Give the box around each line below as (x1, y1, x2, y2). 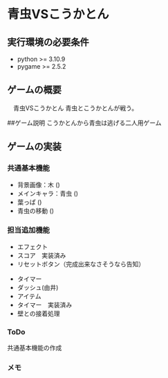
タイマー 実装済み (17, 300, 73, 309)
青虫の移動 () (17, 206, 54, 215)
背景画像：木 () (17, 180, 60, 189)
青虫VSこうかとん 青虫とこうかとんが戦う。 (12, 103, 138, 112)
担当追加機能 (7, 225, 50, 235)
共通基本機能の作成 (7, 344, 62, 352)
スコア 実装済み (17, 251, 66, 259)
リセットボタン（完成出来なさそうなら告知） (17, 259, 145, 268)
